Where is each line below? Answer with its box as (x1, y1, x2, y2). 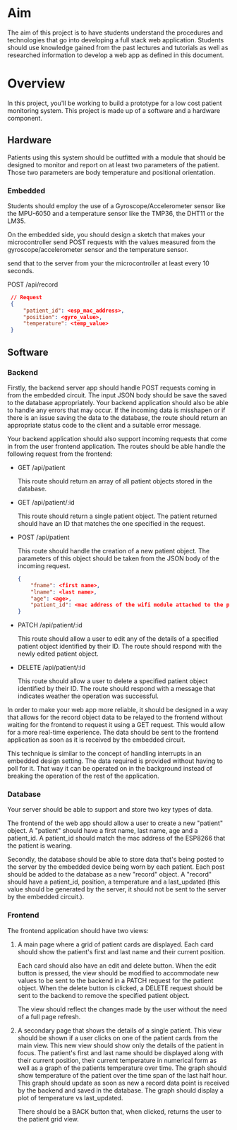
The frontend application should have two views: (7, 926, 150, 934)
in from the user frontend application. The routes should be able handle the (7, 442, 226, 450)
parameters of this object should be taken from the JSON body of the (17, 554, 220, 563)
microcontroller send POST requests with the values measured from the (7, 238, 217, 246)
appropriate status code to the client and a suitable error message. (7, 421, 202, 429)
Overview (7, 76, 66, 92)
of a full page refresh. (17, 1012, 81, 1021)
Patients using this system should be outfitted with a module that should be (7, 153, 226, 162)
